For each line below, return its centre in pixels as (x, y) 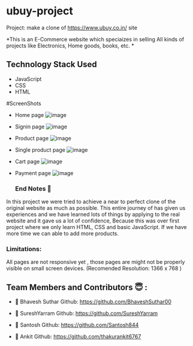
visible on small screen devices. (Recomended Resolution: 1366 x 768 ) (94, 269)
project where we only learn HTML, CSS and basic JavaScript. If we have (96, 227)
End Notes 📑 (33, 188)
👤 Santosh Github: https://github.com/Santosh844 (77, 325)
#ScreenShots (24, 103)
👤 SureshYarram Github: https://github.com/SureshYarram (86, 314)
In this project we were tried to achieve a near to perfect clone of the (91, 201)
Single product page (40, 150)
